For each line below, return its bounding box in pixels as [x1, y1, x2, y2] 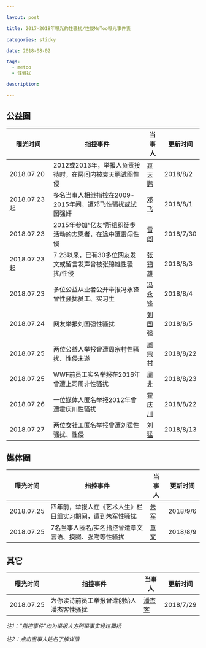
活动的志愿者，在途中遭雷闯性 [53, 229, 140, 238]
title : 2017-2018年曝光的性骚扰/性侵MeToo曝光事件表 [6, 25, 131, 31]
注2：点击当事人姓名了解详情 [6, 636, 80, 643]
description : [6, 81, 40, 87]
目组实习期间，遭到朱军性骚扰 [50, 512, 137, 520]
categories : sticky [6, 36, 56, 43]
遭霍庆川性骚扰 [53, 404, 97, 413]
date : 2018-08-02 [6, 47, 51, 54]
